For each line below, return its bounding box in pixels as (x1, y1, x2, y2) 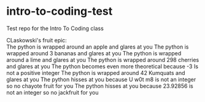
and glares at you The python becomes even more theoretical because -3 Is (6, 63, 198, 70)
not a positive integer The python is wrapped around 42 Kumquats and (6, 69, 185, 76)
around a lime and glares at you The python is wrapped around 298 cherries (6, 56, 199, 63)
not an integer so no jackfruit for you (6, 88, 99, 96)
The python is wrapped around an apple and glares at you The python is (6, 43, 189, 50)
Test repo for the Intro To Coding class (6, 25, 104, 32)
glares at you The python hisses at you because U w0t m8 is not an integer (6, 76, 196, 83)
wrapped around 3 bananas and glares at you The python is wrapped (6, 49, 182, 57)
